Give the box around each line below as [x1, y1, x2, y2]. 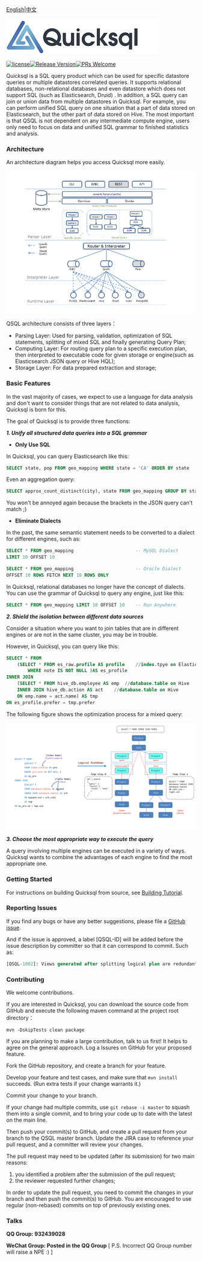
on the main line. [6, 1116, 47, 1123]
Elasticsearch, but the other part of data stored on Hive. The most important [6, 111, 194, 118]
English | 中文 [6, 6, 37, 13]
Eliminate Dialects [14, 517, 61, 524]
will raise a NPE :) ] [6, 1248, 53, 1256]
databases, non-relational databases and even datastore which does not [6, 85, 186, 92]
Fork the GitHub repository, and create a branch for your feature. [6, 1062, 167, 1069]
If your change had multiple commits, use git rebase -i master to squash [6, 1104, 190, 1111]
